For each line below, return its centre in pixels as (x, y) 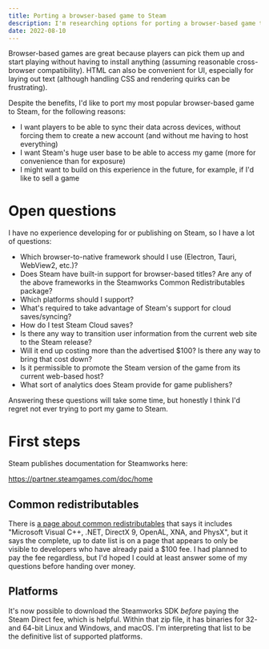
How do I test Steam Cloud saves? (76, 325)
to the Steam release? (56, 343)
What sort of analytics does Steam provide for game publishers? (126, 385)
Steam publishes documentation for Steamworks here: (98, 464)
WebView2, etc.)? (49, 266)
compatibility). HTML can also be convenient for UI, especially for (145, 71)
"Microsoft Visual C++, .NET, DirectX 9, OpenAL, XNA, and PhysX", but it (128, 532)
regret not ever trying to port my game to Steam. (88, 409)
